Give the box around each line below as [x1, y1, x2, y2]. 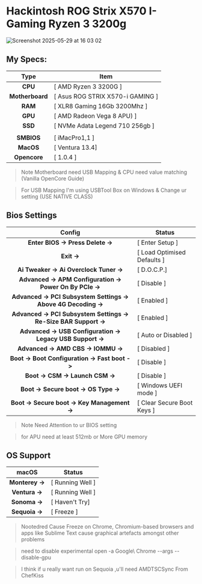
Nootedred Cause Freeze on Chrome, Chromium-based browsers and [20, 523, 194, 530]
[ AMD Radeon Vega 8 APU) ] [54, 111, 137, 120]
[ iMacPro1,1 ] [54, 134, 95, 142]
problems [20, 536, 45, 543]
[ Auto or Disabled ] [137, 331, 192, 339]
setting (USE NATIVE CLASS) [20, 192, 93, 200]
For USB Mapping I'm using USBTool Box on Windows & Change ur [20, 186, 187, 194]
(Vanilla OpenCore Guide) [20, 174, 85, 182]
